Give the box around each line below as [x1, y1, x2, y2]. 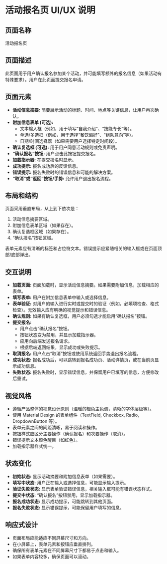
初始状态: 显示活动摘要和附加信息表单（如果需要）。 [12, 473, 118, 479]
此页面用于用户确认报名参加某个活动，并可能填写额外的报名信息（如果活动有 [5, 70, 162, 76]
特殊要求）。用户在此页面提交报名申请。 [5, 76, 86, 82]
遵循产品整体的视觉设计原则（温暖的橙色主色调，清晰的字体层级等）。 [12, 406, 154, 412]
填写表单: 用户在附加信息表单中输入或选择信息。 [12, 294, 111, 300]
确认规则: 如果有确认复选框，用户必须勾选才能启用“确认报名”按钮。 [12, 313, 150, 319]
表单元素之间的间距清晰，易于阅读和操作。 [12, 425, 100, 431]
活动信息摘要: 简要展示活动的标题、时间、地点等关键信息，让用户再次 [12, 107, 155, 113]
